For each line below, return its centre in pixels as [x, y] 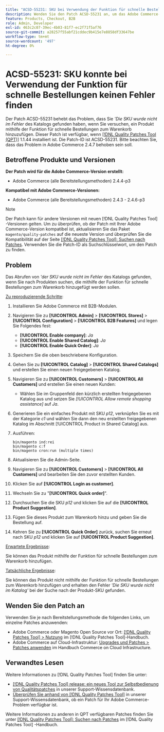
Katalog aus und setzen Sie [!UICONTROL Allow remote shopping [85, 399]
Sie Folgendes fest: [32, 326]
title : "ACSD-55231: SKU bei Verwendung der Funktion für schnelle [75, 9]
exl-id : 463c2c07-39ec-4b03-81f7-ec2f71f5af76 [54, 28]
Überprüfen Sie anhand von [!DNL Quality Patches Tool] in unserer [79, 694]
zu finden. [16, 250]
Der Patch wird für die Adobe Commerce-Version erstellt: [64, 171]
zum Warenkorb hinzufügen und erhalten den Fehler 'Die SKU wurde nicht [80, 585]
